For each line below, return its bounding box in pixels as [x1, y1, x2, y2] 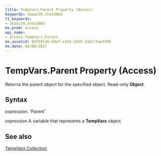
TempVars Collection [5, 146, 47, 152]
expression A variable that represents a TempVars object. [5, 118, 122, 124]
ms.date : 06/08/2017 [5, 44, 48, 49]
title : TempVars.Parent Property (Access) [5, 7, 94, 12]
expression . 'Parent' [5, 109, 46, 115]
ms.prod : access [5, 26, 38, 31]
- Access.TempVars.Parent [5, 35, 58, 40]
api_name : [5, 30, 26, 35]
